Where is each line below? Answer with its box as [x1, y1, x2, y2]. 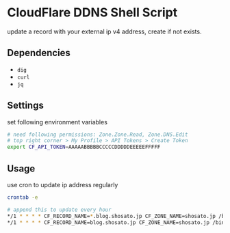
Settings [7, 100, 44, 111]
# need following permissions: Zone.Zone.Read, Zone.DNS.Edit [7, 131, 188, 138]
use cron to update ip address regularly [7, 181, 118, 189]
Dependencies [7, 47, 71, 59]
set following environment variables [7, 118, 108, 126]
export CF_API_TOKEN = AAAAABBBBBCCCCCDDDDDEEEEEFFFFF [7, 143, 161, 151]
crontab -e [7, 194, 38, 201]
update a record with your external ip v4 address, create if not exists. [7, 27, 202, 36]
